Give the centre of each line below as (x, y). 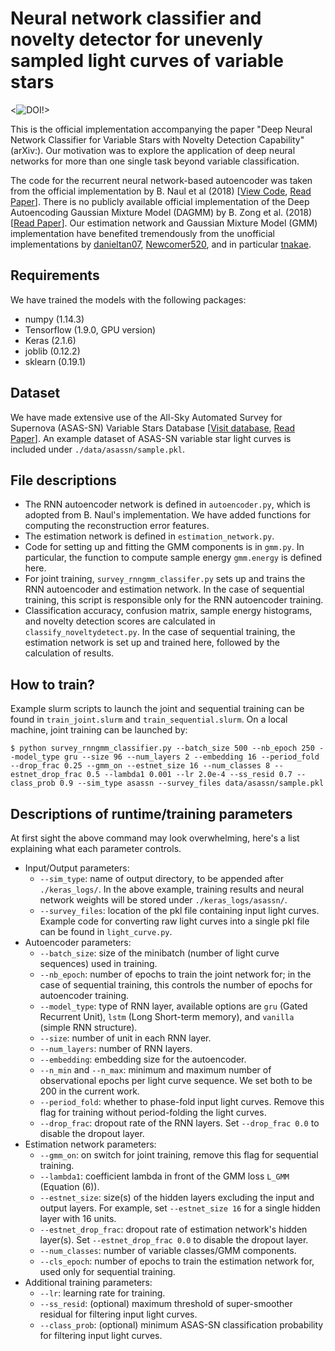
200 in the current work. (89, 1091)
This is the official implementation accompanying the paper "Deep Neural (161, 129)
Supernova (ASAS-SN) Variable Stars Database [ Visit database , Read (153, 428)
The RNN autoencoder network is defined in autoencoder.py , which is (167, 504)
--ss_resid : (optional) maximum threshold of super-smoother (166, 1303)
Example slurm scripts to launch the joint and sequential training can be (157, 709)
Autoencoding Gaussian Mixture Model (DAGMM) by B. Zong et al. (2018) (161, 212)
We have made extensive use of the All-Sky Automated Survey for (146, 417)
